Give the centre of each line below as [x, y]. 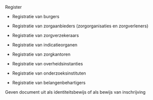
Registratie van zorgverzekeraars [45, 35]
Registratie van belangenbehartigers [49, 83]
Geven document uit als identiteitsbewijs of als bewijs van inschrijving [75, 92]
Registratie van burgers [36, 16]
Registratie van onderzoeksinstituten [49, 73]
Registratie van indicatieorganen [45, 45]
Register [13, 7]
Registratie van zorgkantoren [41, 54]
